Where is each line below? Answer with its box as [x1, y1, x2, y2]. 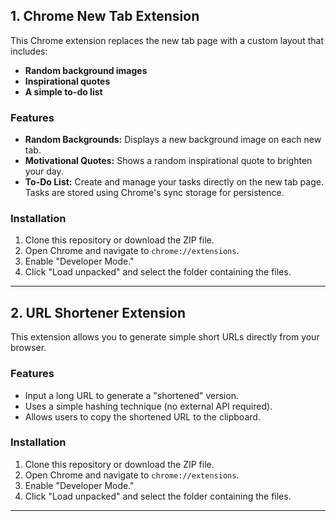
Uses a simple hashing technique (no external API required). [24, 400, 273, 412]
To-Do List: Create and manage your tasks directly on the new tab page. [24, 176, 324, 188]
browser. [10, 342, 47, 354]
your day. [24, 165, 64, 178]
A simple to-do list [24, 85, 103, 98]
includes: [10, 45, 48, 57]
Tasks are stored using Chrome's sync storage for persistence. [24, 187, 285, 199]
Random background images [24, 64, 148, 76]
